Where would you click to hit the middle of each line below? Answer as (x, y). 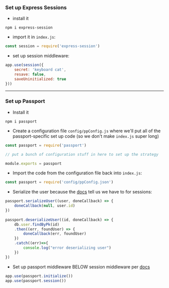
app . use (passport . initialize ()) (39, 276)
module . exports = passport (33, 163)
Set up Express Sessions (36, 8)
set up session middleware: (41, 56)
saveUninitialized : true (40, 79)
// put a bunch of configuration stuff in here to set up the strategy (82, 154)
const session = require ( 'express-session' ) (53, 46)
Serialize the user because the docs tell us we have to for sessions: (82, 192)
